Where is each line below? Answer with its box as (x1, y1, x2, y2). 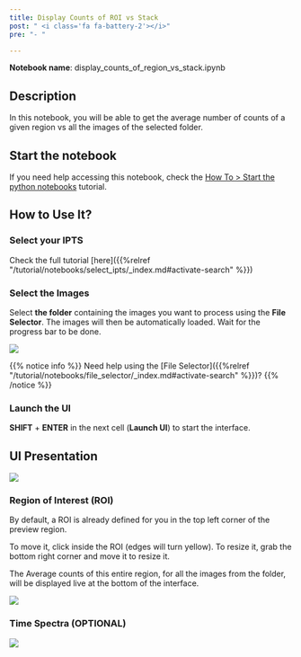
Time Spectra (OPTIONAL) (9, 617, 127, 630)
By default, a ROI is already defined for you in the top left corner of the (9, 514, 270, 526)
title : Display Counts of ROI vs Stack (9, 13, 159, 22)
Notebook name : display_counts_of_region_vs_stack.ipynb (9, 62, 226, 73)
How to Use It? (9, 208, 93, 223)
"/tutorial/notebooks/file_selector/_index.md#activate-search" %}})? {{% (9, 369, 279, 380)
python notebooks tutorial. (9, 182, 108, 191)
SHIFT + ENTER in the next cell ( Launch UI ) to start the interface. (9, 422, 251, 433)
